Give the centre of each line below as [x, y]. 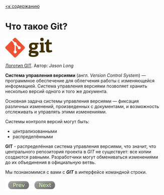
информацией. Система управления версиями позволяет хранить [76, 86]
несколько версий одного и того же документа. [56, 91]
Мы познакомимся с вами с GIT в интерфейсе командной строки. [76, 172]
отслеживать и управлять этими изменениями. [56, 112]
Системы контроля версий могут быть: [47, 121]
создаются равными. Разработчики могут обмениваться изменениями [82, 157]
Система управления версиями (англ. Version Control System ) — [76, 75]
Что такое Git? [36, 27]
